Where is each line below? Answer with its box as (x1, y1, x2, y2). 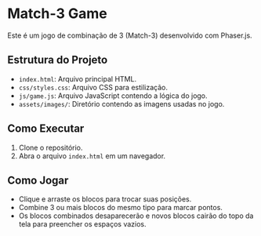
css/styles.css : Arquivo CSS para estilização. (18, 82, 168, 92)
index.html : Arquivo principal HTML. (18, 74, 137, 83)
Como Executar (7, 122, 85, 136)
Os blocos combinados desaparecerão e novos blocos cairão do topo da (18, 211, 254, 220)
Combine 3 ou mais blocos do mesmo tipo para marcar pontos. (18, 203, 223, 212)
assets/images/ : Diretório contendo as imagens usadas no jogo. (18, 99, 225, 108)
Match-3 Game (7, 5, 107, 23)
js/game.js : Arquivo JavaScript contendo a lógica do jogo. (18, 91, 208, 100)
